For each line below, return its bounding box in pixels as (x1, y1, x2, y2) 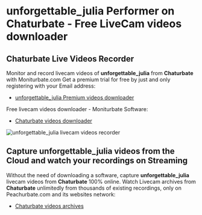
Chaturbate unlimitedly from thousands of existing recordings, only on (6, 184, 182, 192)
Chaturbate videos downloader (14, 117, 92, 124)
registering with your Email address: (6, 82, 96, 89)
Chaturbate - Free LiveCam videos (6, 17, 182, 31)
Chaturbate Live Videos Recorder (6, 53, 134, 64)
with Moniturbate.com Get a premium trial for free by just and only (6, 76, 171, 83)
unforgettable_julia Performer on (6, 4, 175, 18)
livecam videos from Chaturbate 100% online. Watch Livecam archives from (6, 178, 196, 185)
